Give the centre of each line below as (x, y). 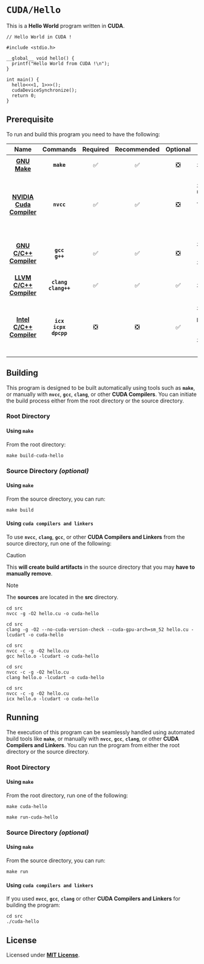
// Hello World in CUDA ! (39, 37)
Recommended (137, 149)
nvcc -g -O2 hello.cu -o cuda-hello (53, 614)
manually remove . (29, 574)
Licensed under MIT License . (43, 955)
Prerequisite (30, 120)
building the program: (33, 905)
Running (23, 718)
